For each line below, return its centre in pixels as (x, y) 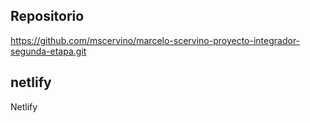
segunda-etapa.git (48, 51)
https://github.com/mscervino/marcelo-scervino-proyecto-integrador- (155, 40)
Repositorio (47, 16)
